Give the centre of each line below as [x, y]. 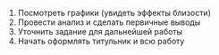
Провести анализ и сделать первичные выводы [109, 22]
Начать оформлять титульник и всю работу [101, 41]
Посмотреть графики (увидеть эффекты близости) [114, 13]
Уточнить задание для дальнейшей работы [100, 31]
